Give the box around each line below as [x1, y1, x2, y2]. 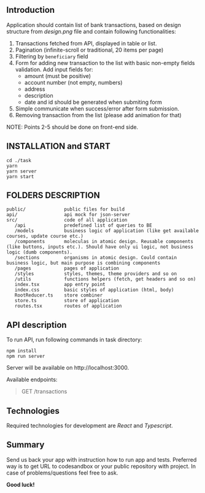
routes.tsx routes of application [14, 303, 122, 309]
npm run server [6, 353, 45, 360]
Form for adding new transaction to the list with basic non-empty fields [15, 59, 195, 66]
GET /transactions [21, 388, 68, 395]
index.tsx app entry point [14, 282, 106, 288]
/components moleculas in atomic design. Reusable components [14, 239, 193, 245]
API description [6, 319, 67, 330]
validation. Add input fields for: [15, 66, 93, 73]
